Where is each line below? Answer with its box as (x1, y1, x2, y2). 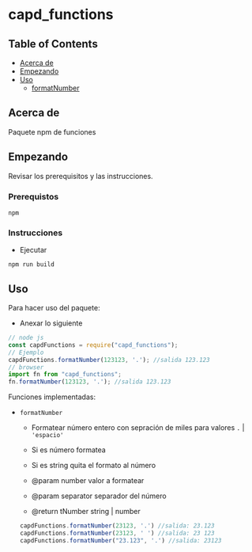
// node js (8, 334, 44, 342)
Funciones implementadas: (8, 392, 96, 402)
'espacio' (31, 432, 65, 440)
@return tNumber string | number (31, 507, 141, 516)
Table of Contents (8, 37, 99, 51)
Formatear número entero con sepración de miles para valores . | (31, 423, 245, 432)
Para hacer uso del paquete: (8, 303, 100, 313)
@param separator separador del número (31, 491, 167, 501)
